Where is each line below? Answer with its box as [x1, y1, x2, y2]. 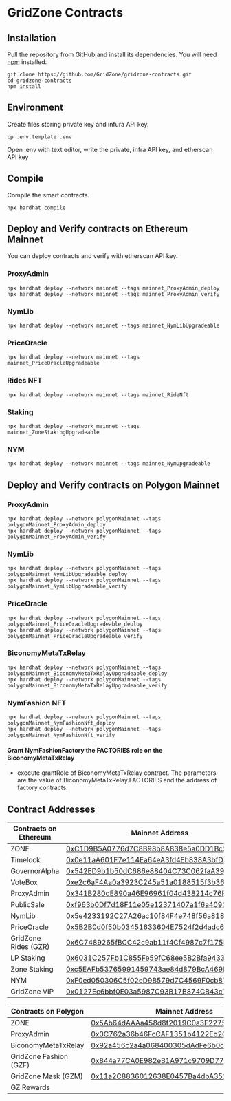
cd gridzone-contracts [7, 77, 72, 84]
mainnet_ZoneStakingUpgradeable [7, 429, 100, 436]
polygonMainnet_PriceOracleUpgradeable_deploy [7, 621, 143, 628]
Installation [7, 32, 56, 44]
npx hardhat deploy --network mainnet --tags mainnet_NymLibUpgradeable [7, 322, 220, 330]
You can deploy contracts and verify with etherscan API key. [7, 252, 178, 260]
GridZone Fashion [10, 1051, 69, 1061]
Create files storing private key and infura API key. [7, 120, 149, 128]
